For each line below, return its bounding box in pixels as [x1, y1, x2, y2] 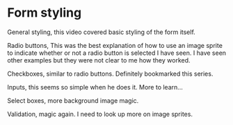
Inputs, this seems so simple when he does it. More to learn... [7, 83, 183, 91]
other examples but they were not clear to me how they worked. [7, 56, 191, 64]
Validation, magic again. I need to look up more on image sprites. [7, 110, 193, 118]
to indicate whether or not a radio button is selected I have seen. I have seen [7, 49, 227, 57]
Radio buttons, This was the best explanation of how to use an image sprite [7, 41, 223, 49]
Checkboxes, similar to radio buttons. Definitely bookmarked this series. [7, 69, 214, 78]
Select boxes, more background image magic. [7, 96, 139, 105]
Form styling [7, 5, 82, 21]
